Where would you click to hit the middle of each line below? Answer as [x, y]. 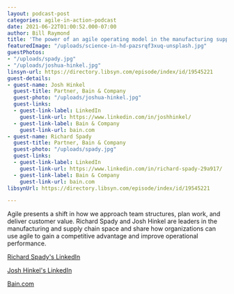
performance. [27, 243]
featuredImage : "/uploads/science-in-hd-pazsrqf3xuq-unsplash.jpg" [107, 46]
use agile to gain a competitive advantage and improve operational [103, 236]
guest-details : [29, 78]
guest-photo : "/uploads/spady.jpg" [65, 149]
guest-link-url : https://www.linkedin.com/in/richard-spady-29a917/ [121, 169]
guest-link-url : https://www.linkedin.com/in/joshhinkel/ [106, 117]
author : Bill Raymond [39, 33]
